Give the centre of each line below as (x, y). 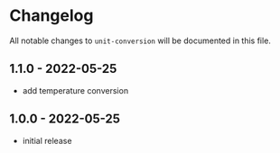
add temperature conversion (75, 90)
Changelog (51, 16)
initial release (47, 140)
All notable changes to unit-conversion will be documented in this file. (140, 40)
